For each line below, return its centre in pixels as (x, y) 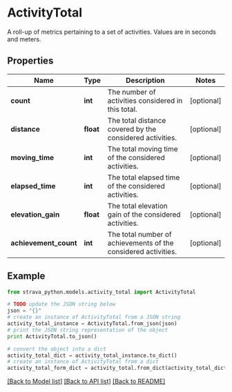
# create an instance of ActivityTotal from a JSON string (94, 317)
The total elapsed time (144, 177)
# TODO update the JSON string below (61, 304)
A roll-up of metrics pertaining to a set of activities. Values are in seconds (112, 32)
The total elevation (137, 206)
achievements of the (141, 243)
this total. (123, 109)
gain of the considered (144, 214)
